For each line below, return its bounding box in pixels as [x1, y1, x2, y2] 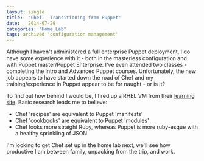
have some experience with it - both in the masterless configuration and [6, 55, 187, 62]
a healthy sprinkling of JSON [15, 130, 88, 137]
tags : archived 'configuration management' [6, 32, 119, 38]
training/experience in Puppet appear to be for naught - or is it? [6, 80, 166, 88]
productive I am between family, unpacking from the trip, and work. [6, 148, 175, 156]
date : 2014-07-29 [6, 20, 56, 26]
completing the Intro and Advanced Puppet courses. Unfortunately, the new [6, 67, 197, 75]
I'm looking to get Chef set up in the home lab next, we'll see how [6, 142, 171, 149]
